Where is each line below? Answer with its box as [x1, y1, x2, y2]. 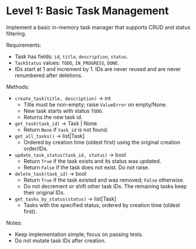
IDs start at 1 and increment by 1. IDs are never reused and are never [14, 65, 181, 72]
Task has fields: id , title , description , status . [14, 53, 129, 60]
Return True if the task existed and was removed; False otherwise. [23, 176, 185, 183]
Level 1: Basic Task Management [6, 4, 169, 18]
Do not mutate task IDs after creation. [14, 237, 106, 244]
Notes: [6, 219, 22, 226]
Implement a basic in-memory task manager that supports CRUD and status [6, 24, 191, 31]
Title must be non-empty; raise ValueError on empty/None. [23, 101, 167, 108]
